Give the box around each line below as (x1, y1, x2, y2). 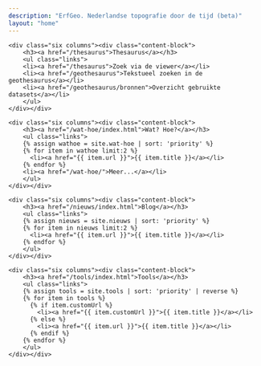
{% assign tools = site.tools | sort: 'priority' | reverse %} (22, 287, 239, 295)
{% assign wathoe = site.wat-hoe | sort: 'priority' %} (22, 140, 214, 148)
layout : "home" (8, 19, 59, 27)
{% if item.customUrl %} (29, 301, 113, 309)
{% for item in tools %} (22, 294, 106, 302)
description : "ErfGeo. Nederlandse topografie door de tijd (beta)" (8, 11, 243, 20)
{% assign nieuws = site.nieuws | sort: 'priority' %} (22, 217, 210, 225)
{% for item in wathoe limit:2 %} (22, 146, 138, 155)
